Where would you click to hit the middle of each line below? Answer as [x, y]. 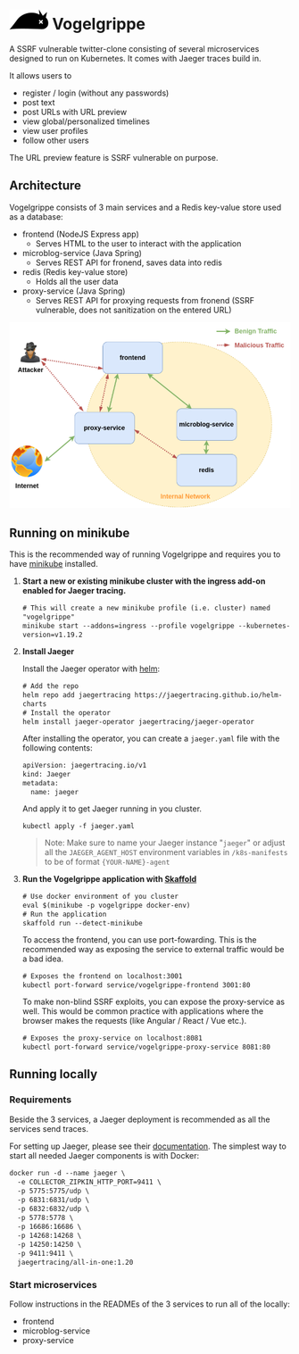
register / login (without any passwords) [96, 93]
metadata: [41, 783]
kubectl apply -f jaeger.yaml [79, 826]
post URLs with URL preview [75, 112]
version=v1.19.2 [52, 635]
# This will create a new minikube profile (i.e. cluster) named [146, 608]
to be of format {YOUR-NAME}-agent [107, 861]
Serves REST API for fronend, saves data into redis [129, 262]
